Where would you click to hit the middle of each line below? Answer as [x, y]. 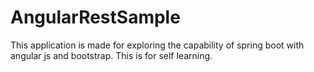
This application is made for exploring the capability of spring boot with [157, 45]
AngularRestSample [95, 17]
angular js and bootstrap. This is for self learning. [111, 55]
